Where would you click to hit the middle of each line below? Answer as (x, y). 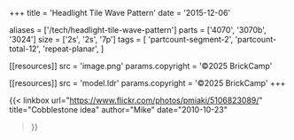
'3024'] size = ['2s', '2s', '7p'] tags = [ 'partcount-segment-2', (121, 39)
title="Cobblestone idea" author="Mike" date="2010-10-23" (119, 109)
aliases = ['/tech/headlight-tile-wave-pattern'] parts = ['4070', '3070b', (138, 30)
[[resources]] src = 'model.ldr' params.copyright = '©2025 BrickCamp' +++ (147, 83)
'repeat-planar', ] (73, 49)
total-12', (25, 49)
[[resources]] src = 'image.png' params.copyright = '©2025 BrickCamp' (141, 66)
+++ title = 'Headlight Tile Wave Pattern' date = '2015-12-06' (120, 13)
